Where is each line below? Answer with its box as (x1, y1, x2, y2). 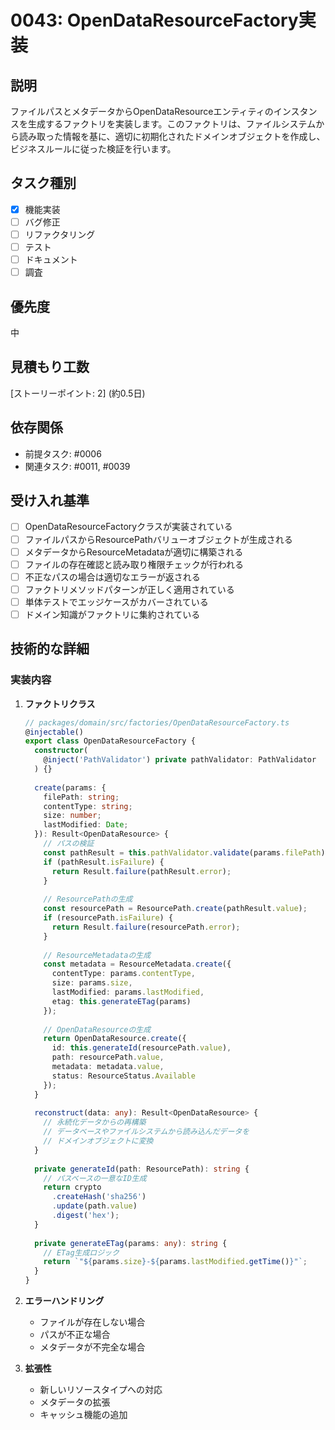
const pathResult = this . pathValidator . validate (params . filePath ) (43, 847, 326, 858)
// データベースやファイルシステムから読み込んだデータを (43, 1127, 250, 1137)
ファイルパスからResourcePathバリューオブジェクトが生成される (24, 533, 293, 545)
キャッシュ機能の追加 (39, 1409, 128, 1420)
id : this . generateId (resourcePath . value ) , (51, 1043, 232, 1053)
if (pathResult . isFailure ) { (43, 857, 165, 867)
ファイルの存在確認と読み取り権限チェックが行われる (24, 558, 245, 570)
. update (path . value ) (51, 1201, 138, 1211)
